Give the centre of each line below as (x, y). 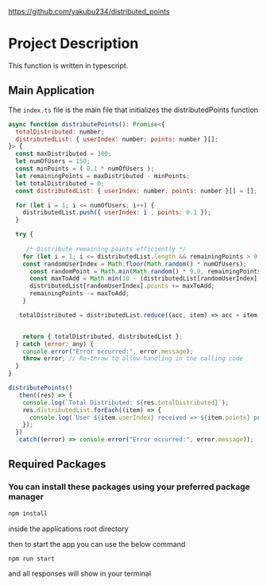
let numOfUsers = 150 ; (53, 161)
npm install (28, 513)
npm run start (32, 559)
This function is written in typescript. (68, 65)
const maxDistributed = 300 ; (64, 154)
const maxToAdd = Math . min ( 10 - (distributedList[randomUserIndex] (143, 279)
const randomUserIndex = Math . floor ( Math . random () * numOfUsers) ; (135, 264)
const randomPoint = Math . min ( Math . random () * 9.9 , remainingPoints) (147, 271)
